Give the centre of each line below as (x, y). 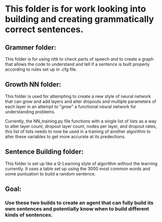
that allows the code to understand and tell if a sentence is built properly (77, 64)
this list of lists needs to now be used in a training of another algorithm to (78, 131)
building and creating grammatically (80, 19)
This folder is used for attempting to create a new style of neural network (78, 96)
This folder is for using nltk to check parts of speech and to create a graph (79, 59)
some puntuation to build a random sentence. (50, 174)
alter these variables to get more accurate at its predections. (65, 136)
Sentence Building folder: (44, 152)
